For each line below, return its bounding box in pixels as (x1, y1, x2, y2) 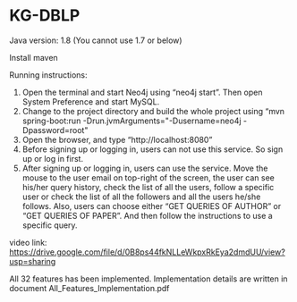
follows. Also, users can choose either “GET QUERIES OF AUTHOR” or (21, 200, 282, 211)
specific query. (21, 220, 78, 231)
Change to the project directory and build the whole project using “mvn (21, 105, 284, 116)
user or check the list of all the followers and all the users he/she (21, 191, 261, 202)
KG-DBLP (9, 5, 81, 26)
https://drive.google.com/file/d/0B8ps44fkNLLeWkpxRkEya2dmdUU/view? (9, 247, 286, 257)
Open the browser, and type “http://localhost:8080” (21, 134, 213, 145)
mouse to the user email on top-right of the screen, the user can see (21, 172, 276, 183)
